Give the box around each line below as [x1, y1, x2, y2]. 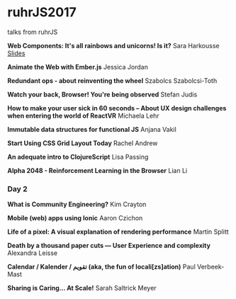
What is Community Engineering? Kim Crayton [7, 200, 147, 209]
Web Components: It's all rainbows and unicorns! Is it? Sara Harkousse [7, 41, 220, 50]
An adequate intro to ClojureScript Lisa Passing [7, 152, 149, 161]
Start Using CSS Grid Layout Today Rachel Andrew [7, 139, 158, 147]
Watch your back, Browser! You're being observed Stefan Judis [7, 90, 198, 98]
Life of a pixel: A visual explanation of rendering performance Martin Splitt [7, 227, 229, 236]
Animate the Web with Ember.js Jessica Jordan [7, 62, 149, 71]
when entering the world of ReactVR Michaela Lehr [7, 111, 159, 120]
